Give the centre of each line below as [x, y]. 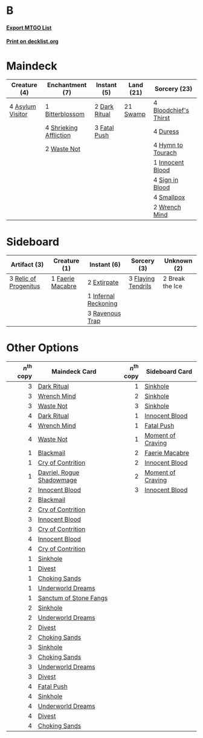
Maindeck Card [74, 371]
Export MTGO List [29, 27]
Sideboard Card [169, 371]
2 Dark [104, 106]
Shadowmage [57, 480]
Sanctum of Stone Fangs [73, 598]
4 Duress [166, 132]
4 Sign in [166, 180]
